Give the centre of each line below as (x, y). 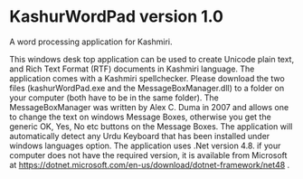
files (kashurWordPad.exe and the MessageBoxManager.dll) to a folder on (147, 88)
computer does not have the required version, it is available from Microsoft (148, 155)
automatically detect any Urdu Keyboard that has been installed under (140, 136)
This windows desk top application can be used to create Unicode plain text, (152, 59)
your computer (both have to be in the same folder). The (114, 98)
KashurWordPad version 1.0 (117, 17)
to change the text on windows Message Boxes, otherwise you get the (140, 117)
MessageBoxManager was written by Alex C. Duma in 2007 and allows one (149, 107)
